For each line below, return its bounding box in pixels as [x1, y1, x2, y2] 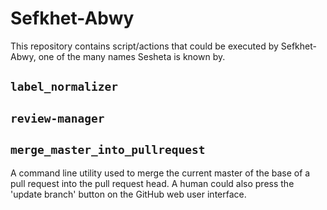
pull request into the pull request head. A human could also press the [10, 177, 295, 189]
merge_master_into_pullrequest [10, 143, 206, 157]
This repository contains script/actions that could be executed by [10, 40, 279, 52]
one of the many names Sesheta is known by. [38, 50, 226, 62]
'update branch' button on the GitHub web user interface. [10, 188, 247, 200]
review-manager [10, 111, 105, 126]
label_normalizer [10, 80, 118, 94]
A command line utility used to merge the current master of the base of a [10, 167, 311, 179]
